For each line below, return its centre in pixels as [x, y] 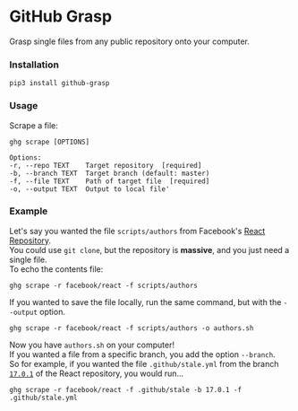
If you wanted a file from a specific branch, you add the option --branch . [142, 354]
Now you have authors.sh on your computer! [92, 345]
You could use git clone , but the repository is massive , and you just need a [149, 249]
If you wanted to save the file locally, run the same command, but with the [145, 302]
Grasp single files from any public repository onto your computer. [130, 41]
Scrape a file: [34, 125]
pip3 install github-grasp [60, 83]
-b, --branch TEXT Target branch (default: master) [110, 173]
